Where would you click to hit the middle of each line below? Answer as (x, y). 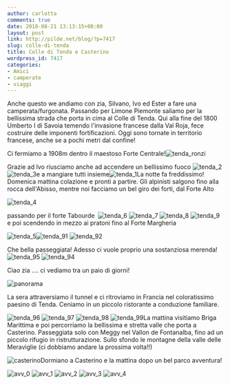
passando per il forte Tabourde (51, 216)
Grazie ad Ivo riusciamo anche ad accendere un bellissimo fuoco (99, 167)
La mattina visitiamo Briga (180, 318)
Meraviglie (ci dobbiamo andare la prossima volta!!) (80, 347)
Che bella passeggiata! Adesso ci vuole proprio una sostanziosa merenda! (113, 250)
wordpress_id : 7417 (35, 59)
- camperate (24, 78)
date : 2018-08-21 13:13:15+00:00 (55, 26)
